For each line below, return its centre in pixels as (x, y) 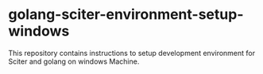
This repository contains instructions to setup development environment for (132, 53)
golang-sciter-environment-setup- (126, 15)
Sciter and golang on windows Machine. (74, 61)
